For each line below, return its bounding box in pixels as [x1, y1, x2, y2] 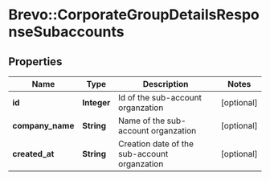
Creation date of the [117, 138, 194, 149]
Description [142, 79, 189, 89]
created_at [12, 149, 55, 159]
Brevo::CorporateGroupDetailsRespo [8, 6, 260, 24]
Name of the [117, 115, 166, 126]
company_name [12, 121, 75, 131]
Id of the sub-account [117, 92, 202, 103]
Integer [81, 97, 111, 108]
